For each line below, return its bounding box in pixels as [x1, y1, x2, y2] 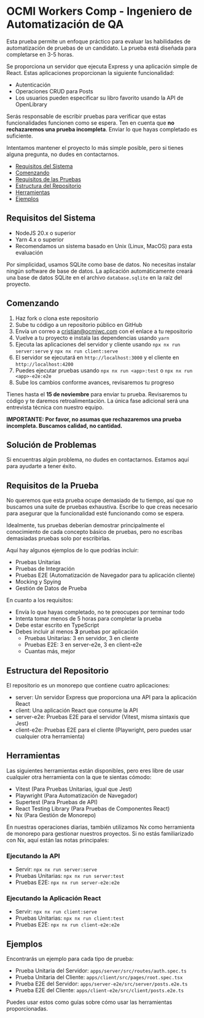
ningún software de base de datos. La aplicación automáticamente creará [6, 267, 193, 275]
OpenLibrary [15, 100, 47, 108]
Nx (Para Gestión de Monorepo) [15, 811, 96, 818]
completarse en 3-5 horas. [6, 50, 74, 58]
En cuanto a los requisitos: [6, 597, 74, 604]
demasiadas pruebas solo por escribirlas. [6, 534, 111, 542]
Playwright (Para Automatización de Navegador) [15, 791, 138, 799]
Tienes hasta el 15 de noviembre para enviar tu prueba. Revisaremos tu [6, 390, 187, 397]
